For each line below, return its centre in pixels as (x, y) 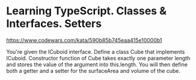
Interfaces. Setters (54, 24)
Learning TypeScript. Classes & (87, 11)
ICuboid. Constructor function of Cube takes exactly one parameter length (98, 58)
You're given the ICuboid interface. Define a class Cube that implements (96, 51)
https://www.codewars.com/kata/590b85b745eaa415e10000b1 (84, 40)
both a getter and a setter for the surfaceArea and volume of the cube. (93, 70)
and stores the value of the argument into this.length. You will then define (97, 64)
